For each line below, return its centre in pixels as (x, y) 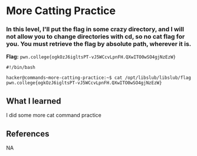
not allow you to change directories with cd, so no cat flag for (96, 36)
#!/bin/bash (21, 68)
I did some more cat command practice (54, 115)
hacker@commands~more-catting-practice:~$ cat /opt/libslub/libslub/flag (99, 78)
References (28, 134)
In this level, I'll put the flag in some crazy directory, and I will (95, 29)
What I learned (34, 101)
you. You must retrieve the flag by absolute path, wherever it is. (99, 44)
